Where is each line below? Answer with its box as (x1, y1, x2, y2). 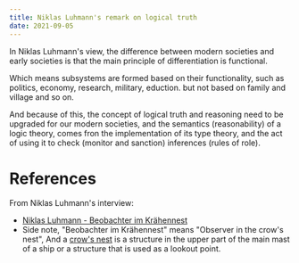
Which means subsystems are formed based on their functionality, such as (9, 72, 285, 83)
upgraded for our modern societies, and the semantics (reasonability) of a (9, 118, 281, 129)
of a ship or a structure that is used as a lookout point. (21, 243, 221, 254)
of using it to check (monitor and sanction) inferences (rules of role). (9, 137, 261, 148)
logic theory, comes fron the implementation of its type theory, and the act (9, 127, 283, 138)
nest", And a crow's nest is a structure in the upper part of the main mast (21, 234, 290, 245)
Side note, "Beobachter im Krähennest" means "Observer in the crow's (21, 225, 284, 235)
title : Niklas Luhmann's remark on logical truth (9, 12, 198, 22)
